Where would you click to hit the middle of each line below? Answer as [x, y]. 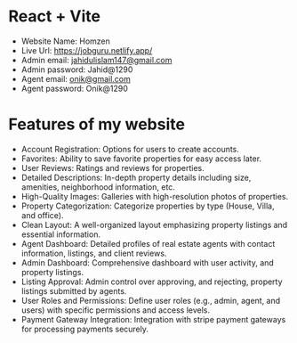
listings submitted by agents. [74, 290]
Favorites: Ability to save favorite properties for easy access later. [141, 159]
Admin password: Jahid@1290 [77, 69]
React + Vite [55, 16]
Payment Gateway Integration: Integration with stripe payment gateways [153, 319]
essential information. [61, 234]
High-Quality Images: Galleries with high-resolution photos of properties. [155, 196]
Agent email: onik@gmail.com [76, 78]
